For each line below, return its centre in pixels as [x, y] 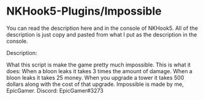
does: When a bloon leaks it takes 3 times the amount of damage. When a [100, 71]
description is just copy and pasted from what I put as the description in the [102, 34]
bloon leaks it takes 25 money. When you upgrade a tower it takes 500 [95, 77]
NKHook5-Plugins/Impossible [84, 11]
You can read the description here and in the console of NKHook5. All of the [102, 28]
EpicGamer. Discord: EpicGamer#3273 [55, 90]
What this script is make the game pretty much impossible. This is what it [99, 65]
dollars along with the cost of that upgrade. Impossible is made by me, [95, 84]
